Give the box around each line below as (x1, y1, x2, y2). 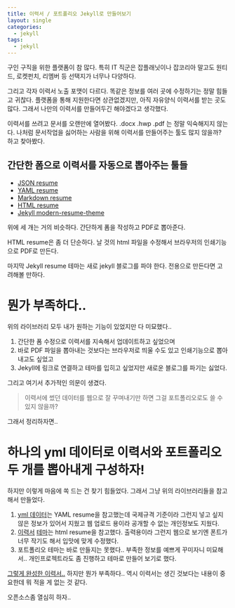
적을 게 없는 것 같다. (33, 578, 88, 586)
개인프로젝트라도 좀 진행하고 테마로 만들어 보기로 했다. (28, 554, 177, 562)
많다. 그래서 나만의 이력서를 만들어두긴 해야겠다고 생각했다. (7, 105, 168, 112)
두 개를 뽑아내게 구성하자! (7, 462, 145, 478)
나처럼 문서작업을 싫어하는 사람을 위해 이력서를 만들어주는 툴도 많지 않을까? (16, 128, 222, 136)
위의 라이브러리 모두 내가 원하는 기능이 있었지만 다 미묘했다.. (7, 322, 172, 330)
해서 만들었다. (7, 495, 46, 503)
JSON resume (17, 179, 58, 187)
